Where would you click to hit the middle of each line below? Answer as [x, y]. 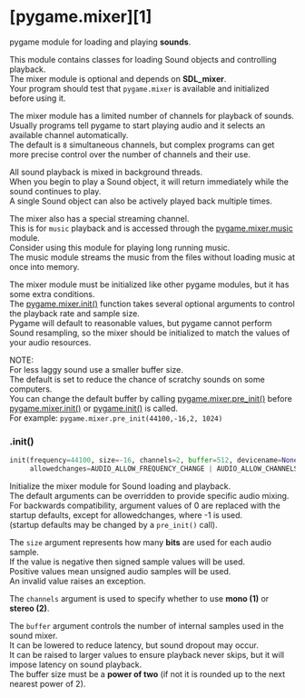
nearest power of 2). [48, 683]
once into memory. [44, 266]
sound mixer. [34, 635]
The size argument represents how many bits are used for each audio [141, 542]
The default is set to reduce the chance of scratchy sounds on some [137, 379]
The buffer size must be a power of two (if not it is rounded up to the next [148, 673]
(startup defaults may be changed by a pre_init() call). [113, 524]
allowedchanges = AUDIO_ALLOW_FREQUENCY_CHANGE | [121, 469]
